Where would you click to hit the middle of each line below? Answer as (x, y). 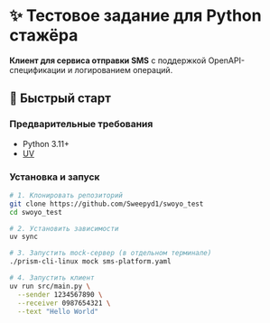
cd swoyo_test (36, 212)
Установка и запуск (55, 177)
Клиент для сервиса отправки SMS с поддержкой (108, 60)
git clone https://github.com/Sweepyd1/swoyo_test (107, 204)
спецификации (37, 69)
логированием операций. (124, 69)
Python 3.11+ (46, 143)
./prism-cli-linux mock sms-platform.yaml (90, 262)
